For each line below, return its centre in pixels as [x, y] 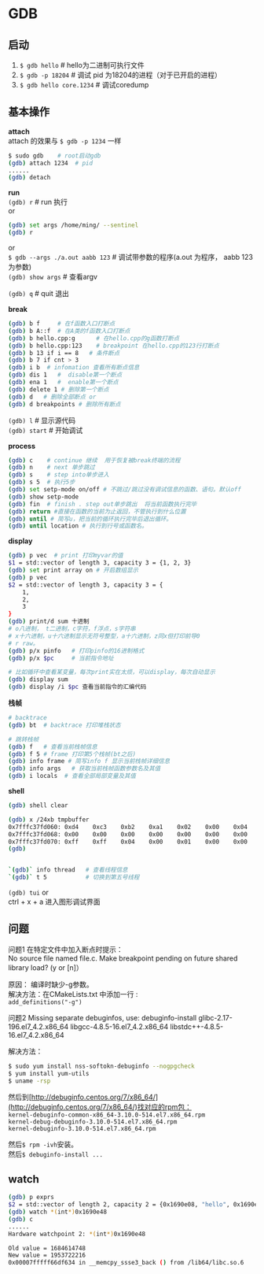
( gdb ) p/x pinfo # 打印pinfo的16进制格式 [76, 650]
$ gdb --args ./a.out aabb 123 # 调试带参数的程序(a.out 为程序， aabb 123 [131, 257]
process [22, 446]
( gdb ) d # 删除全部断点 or [52, 397]
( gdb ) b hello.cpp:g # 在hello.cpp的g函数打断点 [94, 338]
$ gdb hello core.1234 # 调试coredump [84, 85]
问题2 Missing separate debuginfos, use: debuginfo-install [103, 1017]
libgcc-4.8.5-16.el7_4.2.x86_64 [119, 1026]
